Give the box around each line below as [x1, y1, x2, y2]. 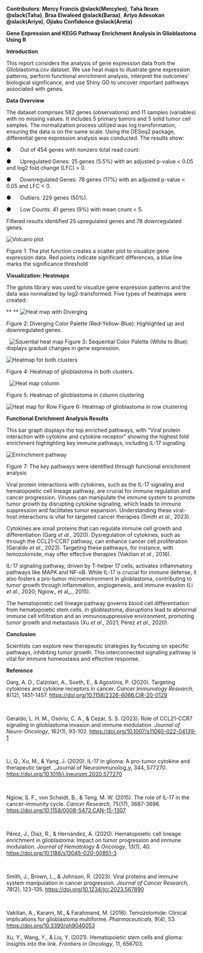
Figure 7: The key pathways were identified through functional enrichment [6, 463, 191, 470]
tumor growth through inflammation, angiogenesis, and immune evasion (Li [6, 582, 193, 588]
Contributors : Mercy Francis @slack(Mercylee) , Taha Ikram [6, 5, 159, 12]
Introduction [6, 48, 38, 55]
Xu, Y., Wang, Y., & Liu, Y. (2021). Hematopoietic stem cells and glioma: [6, 934, 183, 941]
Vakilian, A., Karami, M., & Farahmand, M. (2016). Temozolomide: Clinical [6, 909, 187, 916]
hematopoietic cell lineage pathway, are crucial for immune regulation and [6, 487, 191, 495]
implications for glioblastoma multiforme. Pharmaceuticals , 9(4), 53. [6, 916, 176, 923]
